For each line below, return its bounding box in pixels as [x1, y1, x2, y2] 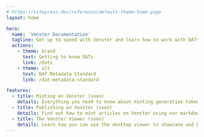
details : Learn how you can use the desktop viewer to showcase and [17, 121, 194, 128]
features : [6, 88, 32, 94]
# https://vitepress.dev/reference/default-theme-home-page [6, 9, 162, 15]
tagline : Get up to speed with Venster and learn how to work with [12, 37, 186, 43]
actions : [12, 43, 34, 49]
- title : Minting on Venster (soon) [12, 93, 104, 99]
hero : [6, 26, 20, 32]
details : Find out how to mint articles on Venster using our [17, 110, 178, 116]
